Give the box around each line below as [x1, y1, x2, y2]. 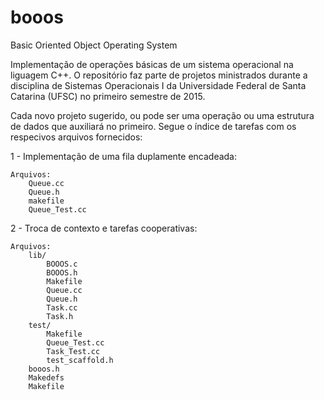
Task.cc [46, 302, 78, 313]
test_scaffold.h [46, 355, 114, 365]
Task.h [46, 311, 74, 321]
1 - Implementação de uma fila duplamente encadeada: [10, 150, 238, 162]
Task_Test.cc [46, 346, 101, 356]
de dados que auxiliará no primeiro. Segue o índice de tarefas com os [10, 120, 297, 132]
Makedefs [28, 372, 65, 383]
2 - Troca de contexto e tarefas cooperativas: [10, 222, 198, 234]
